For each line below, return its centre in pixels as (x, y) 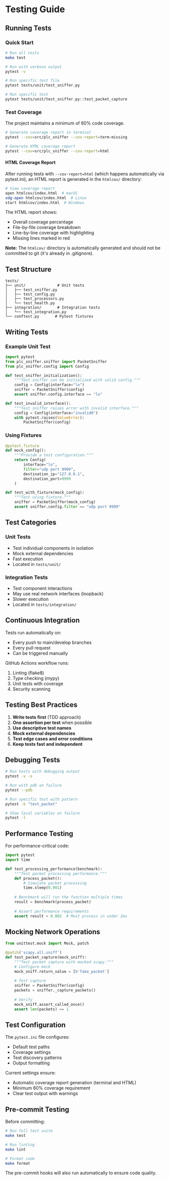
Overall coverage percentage (43, 222)
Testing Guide (35, 9)
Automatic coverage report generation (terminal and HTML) (74, 1083)
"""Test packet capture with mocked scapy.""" (64, 962)
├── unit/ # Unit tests (45, 285)
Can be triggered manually (40, 653)
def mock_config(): (26, 450)
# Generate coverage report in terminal (48, 133)
